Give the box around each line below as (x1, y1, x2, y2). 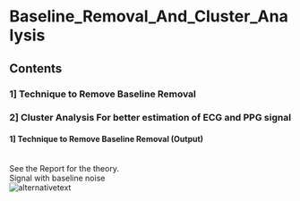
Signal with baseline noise (9, 172, 106, 183)
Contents (9, 61, 63, 76)
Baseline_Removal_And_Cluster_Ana (9, 6, 288, 27)
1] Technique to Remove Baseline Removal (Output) (9, 134, 204, 145)
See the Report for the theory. (9, 163, 119, 173)
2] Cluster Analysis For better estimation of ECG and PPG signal (9, 112, 292, 124)
